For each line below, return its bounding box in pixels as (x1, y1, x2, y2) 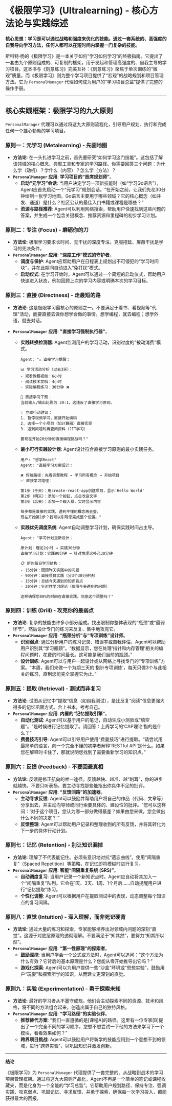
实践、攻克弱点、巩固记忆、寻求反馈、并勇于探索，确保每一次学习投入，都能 (5, 1089, 167, 1095)
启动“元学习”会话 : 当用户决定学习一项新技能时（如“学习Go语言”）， (20, 180, 161, 186)
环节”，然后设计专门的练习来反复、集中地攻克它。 (12, 626, 118, 632)
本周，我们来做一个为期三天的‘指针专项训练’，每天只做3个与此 (31, 664, 162, 671)
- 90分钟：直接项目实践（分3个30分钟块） (20, 573, 98, 578)
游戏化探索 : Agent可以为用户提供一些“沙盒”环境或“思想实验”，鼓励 (20, 964, 160, 971)
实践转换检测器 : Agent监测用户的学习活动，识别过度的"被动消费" (20, 339, 157, 345)
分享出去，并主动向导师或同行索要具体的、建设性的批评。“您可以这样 (20, 801, 166, 808)
